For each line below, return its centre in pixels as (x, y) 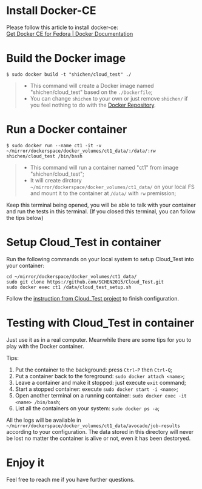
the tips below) (25, 218)
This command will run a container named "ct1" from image (104, 167)
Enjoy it (25, 463)
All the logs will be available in (44, 420)
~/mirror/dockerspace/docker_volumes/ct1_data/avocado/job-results (93, 426)
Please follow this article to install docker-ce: (62, 27)
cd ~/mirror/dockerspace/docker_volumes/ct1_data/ (72, 276)
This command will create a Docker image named (92, 85)
